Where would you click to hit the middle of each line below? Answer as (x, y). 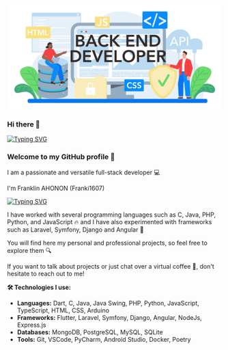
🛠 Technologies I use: (39, 287)
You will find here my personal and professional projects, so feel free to (108, 243)
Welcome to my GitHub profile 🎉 (61, 157)
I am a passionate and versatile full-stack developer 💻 (84, 172)
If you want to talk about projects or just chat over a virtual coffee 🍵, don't (111, 266)
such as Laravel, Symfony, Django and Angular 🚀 (76, 229)
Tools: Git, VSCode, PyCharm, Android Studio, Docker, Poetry (104, 339)
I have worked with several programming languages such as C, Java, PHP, (112, 215)
